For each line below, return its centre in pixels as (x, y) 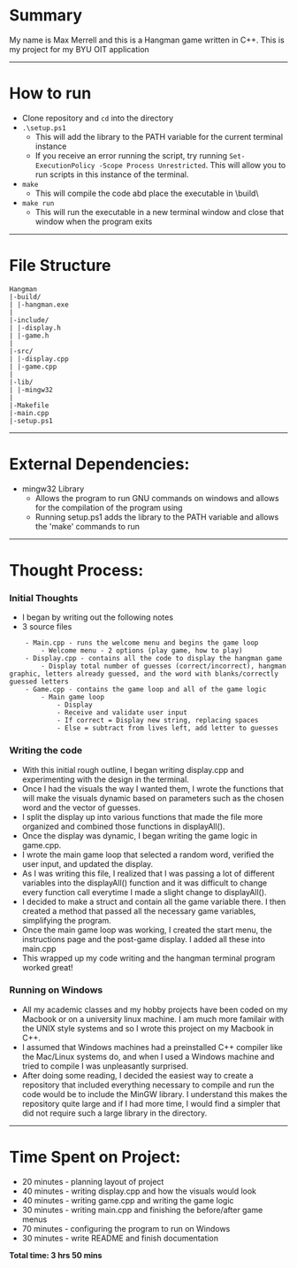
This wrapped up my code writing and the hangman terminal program (148, 958)
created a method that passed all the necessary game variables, (139, 911)
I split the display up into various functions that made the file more (142, 816)
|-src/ (21, 351)
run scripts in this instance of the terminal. (112, 174)
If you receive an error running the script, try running (131, 155)
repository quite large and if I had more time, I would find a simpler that (151, 1103)
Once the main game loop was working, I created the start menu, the (147, 930)
